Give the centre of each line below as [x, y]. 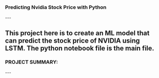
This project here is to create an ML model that [77, 33]
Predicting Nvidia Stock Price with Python [56, 7]
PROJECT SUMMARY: [32, 62]
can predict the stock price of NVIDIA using [73, 40]
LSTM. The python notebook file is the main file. [80, 48]
